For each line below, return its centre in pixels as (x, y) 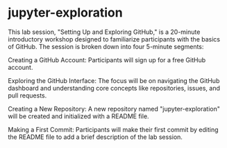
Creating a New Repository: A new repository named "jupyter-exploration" (114, 109)
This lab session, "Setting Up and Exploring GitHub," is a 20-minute (104, 32)
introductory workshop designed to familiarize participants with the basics (114, 39)
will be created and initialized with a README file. (78, 116)
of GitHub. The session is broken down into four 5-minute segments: (106, 46)
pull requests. (27, 95)
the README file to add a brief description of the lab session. (95, 137)
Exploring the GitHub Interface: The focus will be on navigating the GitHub (114, 80)
